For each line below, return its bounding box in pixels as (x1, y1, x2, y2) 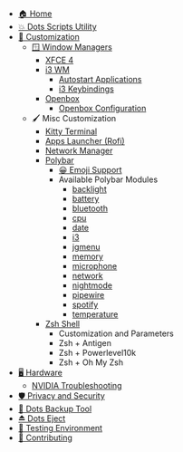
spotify (72, 299, 99, 310)
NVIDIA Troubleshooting (31, 380, 122, 390)
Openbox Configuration (58, 103, 147, 113)
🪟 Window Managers (31, 42, 113, 53)
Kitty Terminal (44, 126, 98, 137)
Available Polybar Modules (58, 174, 159, 185)
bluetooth (72, 203, 109, 214)
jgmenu (72, 242, 101, 252)
